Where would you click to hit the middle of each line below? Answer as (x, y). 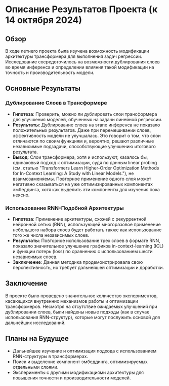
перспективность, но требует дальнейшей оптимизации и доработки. (88, 267)
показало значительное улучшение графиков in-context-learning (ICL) (88, 246)
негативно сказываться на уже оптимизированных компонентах (83, 184)
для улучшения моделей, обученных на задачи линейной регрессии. (88, 119)
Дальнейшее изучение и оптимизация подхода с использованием (85, 350)
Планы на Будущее (37, 339)
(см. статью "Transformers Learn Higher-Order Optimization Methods (86, 168)
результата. (25, 152)
